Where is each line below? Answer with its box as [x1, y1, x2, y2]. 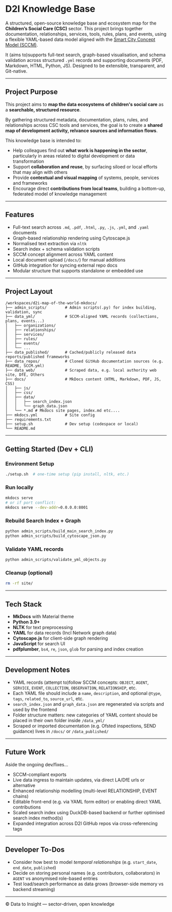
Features [5, 210, 34, 219]
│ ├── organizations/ [5, 323, 56, 328]
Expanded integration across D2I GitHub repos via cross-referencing [12, 820, 158, 827]
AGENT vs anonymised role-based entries [12, 875, 98, 881]
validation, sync [5, 310, 42, 315]
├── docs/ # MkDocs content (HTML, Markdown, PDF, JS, [5, 377, 161, 382]
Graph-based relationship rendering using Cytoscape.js [12, 235, 131, 241]
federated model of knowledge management [12, 190, 107, 197]
